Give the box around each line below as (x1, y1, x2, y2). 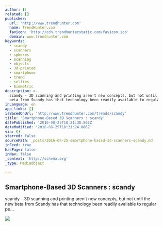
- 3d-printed (9, 66, 36, 71)
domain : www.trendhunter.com (9, 35, 68, 39)
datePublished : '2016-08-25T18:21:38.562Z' (5, 120, 95, 125)
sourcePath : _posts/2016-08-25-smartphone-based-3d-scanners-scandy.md (5, 138, 153, 143)
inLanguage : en (5, 102, 36, 107)
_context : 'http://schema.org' (5, 156, 68, 161)
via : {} (5, 129, 21, 134)
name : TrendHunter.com (9, 25, 55, 30)
